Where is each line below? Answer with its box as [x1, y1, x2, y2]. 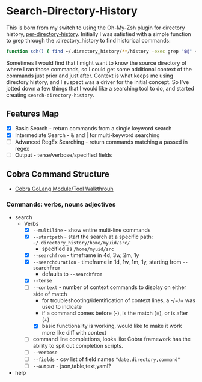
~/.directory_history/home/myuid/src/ [32, 240, 130, 246]
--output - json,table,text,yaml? [32, 362, 111, 369]
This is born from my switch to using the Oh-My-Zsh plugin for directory [6, 24, 185, 31]
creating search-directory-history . [6, 91, 94, 99]
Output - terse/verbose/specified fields [14, 151, 112, 159]
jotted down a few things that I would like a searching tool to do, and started [6, 85, 194, 92]
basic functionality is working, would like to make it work [41, 323, 182, 330]
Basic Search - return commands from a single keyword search [14, 124, 172, 132]
